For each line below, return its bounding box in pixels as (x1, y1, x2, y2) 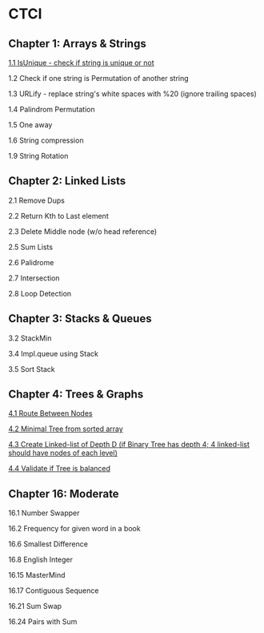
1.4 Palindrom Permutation (8, 105, 95, 114)
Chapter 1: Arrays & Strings (8, 37, 146, 50)
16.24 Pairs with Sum (8, 617, 78, 627)
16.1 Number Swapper (8, 508, 80, 518)
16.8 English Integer (8, 554, 74, 565)
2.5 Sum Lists (8, 242, 54, 252)
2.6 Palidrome (8, 257, 54, 267)
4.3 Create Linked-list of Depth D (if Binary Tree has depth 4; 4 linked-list (8, 440, 250, 450)
